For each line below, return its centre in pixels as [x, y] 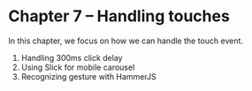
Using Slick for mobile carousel [78, 67]
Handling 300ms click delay [72, 57]
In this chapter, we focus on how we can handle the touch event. [126, 41]
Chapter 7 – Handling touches [119, 16]
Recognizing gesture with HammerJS [88, 76]
